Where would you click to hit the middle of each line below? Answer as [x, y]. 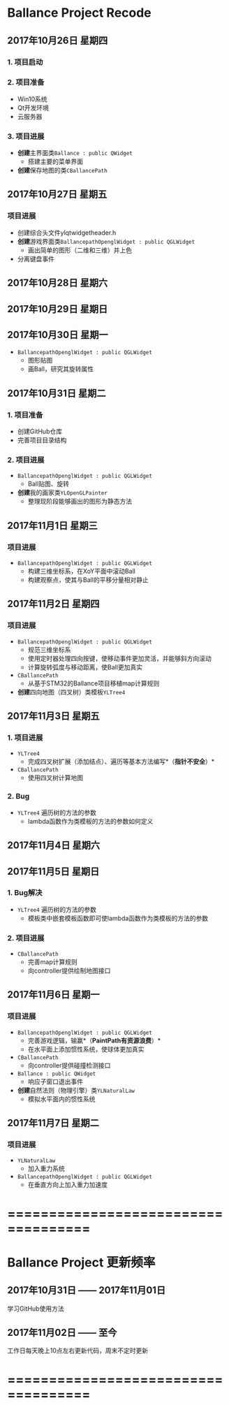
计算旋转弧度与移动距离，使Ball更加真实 [85, 667]
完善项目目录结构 [42, 440]
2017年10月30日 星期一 [58, 334]
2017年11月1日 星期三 [52, 525]
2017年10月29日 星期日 [58, 309]
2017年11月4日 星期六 [53, 846]
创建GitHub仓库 [40, 432]
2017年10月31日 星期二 [57, 393]
